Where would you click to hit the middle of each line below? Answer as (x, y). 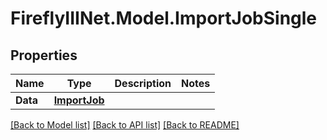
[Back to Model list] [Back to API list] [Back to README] (125, 125)
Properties (44, 55)
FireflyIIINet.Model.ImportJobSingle (164, 18)
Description (143, 83)
